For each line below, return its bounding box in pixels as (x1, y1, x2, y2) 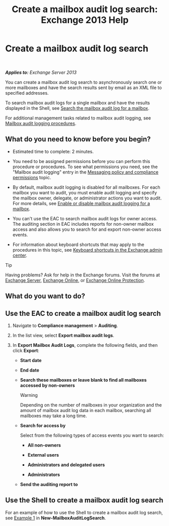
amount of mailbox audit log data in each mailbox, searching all (20, 407, 151, 413)
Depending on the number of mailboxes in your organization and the (20, 401, 162, 408)
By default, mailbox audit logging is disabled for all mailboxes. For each (12, 184, 160, 190)
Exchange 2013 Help (41, 14, 129, 26)
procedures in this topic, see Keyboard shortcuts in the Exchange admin (12, 247, 162, 253)
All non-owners (27, 442, 62, 448)
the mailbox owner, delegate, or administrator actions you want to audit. (12, 195, 162, 201)
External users (27, 452, 59, 458)
